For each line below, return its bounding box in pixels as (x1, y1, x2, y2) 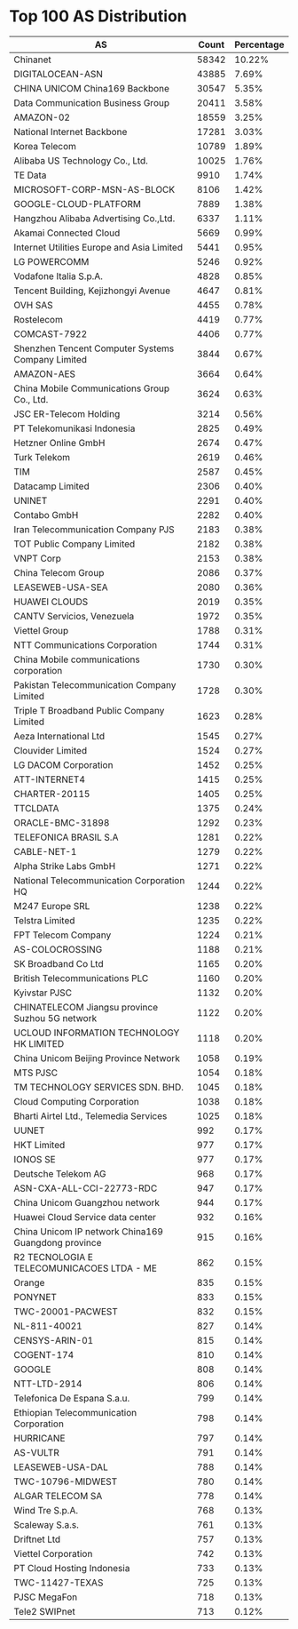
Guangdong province (13, 1236, 102, 1249)
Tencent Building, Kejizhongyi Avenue (13, 284, 171, 297)
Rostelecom (13, 313, 64, 325)
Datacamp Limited (13, 480, 90, 492)
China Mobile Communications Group (13, 382, 170, 395)
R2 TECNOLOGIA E (13, 1250, 93, 1263)
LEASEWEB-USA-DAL (13, 1460, 108, 1473)
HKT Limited (13, 1138, 66, 1151)
